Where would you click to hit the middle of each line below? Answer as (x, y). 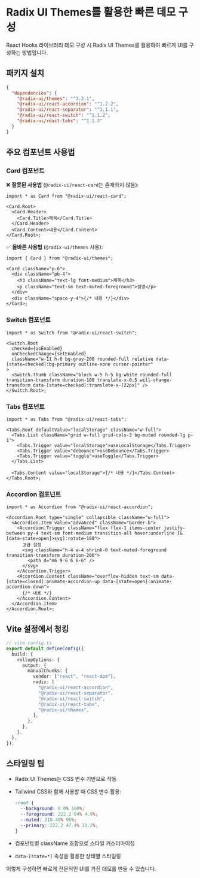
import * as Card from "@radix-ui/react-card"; (67, 196)
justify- (175, 528)
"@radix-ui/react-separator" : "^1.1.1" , (68, 110)
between (16, 533)
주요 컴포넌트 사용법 (41, 153)
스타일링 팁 (25, 764)
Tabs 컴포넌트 (25, 406)
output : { (34, 665)
